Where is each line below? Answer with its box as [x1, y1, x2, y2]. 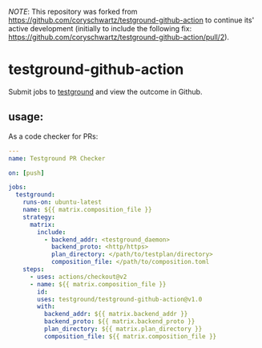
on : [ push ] [8, 168, 45, 177]
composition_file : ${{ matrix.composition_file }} [43, 332, 217, 340]
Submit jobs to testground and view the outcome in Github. [8, 87, 203, 96]
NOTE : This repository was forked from [8, 7, 138, 16]
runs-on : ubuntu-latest [22, 198, 103, 207]
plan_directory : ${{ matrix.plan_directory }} [43, 325, 203, 333]
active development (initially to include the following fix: [8, 24, 192, 33]
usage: [8, 110, 44, 123]
